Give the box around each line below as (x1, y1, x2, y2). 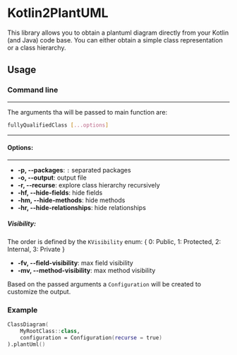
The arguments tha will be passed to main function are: (7, 107, 168, 116)
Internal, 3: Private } (7, 245, 66, 253)
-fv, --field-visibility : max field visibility (17, 258, 134, 267)
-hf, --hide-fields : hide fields (17, 188, 103, 197)
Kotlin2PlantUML (7, 5, 109, 21)
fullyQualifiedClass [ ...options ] (7, 122, 109, 129)
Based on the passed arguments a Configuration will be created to (7, 279, 202, 288)
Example (7, 305, 38, 315)
